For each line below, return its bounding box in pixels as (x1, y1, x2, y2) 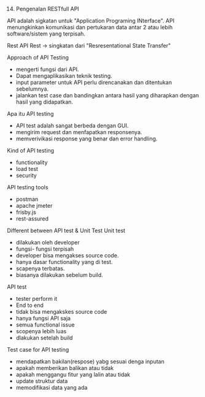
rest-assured (15, 215, 48, 222)
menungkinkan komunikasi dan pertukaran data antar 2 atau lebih (7, 24, 173, 31)
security (15, 172, 37, 179)
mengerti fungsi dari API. (15, 66, 79, 73)
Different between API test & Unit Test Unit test (7, 227, 125, 234)
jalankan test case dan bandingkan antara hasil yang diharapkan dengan (15, 92, 199, 99)
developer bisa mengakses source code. (15, 252, 119, 259)
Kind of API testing (7, 147, 55, 154)
